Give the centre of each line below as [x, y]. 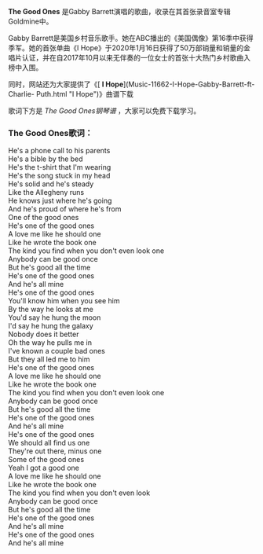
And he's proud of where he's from [65, 209]
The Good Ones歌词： [51, 133]
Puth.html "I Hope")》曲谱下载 [85, 94]
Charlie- [22, 94]
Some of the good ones [46, 460]
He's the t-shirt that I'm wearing [60, 167]
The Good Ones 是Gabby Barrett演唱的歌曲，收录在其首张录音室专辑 [120, 11]
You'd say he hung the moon [55, 317]
